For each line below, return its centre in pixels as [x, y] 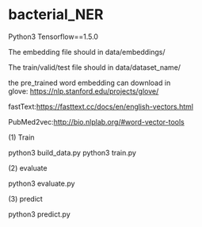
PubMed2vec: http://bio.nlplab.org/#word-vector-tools [96, 121]
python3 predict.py [39, 214]
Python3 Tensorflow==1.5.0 [53, 37]
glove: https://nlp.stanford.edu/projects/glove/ [84, 91]
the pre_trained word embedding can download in [90, 83]
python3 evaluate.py [42, 183]
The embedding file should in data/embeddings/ [87, 52]
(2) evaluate [28, 167]
